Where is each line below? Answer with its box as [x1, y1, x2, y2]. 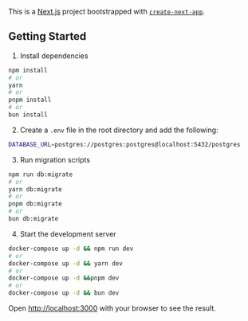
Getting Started [8, 29, 87, 43]
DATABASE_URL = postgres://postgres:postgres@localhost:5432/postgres [8, 140, 241, 148]
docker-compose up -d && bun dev [8, 289, 120, 297]
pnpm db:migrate [8, 200, 62, 208]
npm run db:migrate [8, 170, 73, 178]
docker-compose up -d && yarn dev [8, 259, 124, 268]
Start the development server [19, 229, 117, 238]
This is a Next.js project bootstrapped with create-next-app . [8, 7, 206, 16]
